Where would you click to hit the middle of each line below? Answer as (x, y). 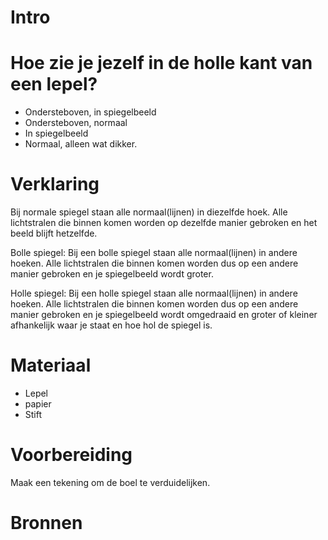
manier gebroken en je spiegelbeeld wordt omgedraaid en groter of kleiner (164, 315)
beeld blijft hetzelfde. (54, 233)
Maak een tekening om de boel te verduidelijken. (110, 482)
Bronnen (46, 523)
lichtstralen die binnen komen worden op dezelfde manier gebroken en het (164, 223)
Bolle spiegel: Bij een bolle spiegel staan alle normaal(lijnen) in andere (154, 253)
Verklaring (55, 184)
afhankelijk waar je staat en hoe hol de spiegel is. (111, 325)
